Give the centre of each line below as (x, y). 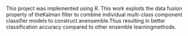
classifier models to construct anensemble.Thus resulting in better (86, 21)
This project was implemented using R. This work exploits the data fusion (94, 8)
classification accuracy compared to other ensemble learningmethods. (91, 27)
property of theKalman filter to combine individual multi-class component (94, 15)
